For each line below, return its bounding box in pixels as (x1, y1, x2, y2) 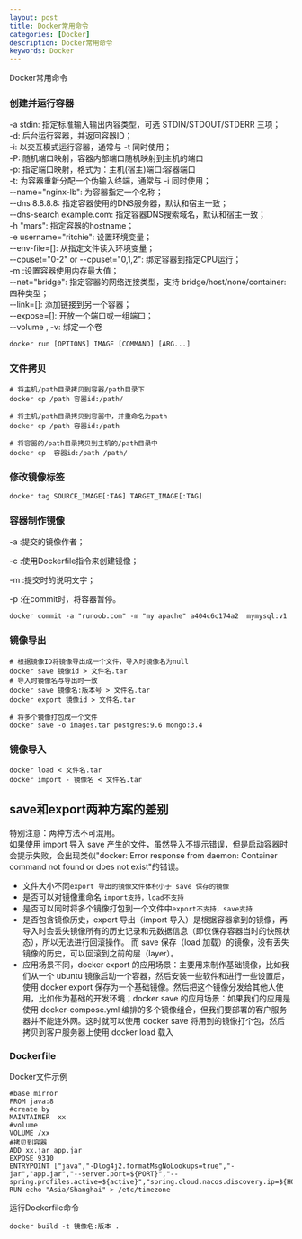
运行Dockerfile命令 (9, 1202, 79, 1213)
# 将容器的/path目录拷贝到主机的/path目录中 (9, 438, 159, 448)
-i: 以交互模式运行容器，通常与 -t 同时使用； (9, 141, 173, 153)
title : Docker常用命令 (9, 22, 89, 31)
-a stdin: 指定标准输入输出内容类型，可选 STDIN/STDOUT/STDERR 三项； (9, 119, 281, 130)
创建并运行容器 (9, 97, 75, 110)
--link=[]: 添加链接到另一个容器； (9, 299, 132, 310)
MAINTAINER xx (9, 1113, 67, 1122)
